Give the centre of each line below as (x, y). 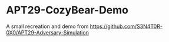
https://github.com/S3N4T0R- (126, 26)
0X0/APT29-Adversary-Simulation (48, 32)
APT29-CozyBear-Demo (67, 10)
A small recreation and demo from (47, 26)
